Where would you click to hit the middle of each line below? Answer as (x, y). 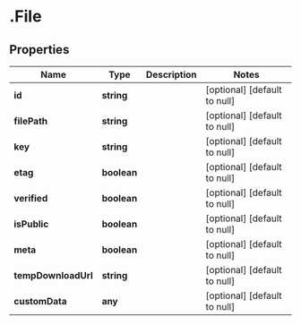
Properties (39, 50)
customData (40, 301)
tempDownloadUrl (54, 275)
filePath (31, 121)
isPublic (31, 224)
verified (31, 198)
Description (172, 75)
